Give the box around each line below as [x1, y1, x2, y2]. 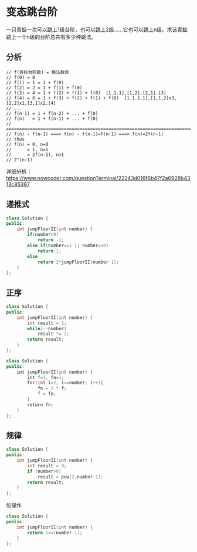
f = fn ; [37, 391, 57, 397]
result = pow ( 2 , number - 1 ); [37, 474, 104, 480]
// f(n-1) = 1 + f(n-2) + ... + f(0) [6, 110, 98, 117]
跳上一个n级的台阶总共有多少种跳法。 [6, 33, 97, 40]
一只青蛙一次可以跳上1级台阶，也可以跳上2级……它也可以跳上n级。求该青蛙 [6, 26, 188, 33]
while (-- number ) [27, 325, 67, 331]
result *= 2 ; [37, 331, 69, 337]
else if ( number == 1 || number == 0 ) [27, 242, 109, 248]
